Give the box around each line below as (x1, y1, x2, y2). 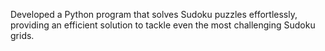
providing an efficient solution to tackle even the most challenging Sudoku (10, 19, 316, 31)
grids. (10, 30, 35, 41)
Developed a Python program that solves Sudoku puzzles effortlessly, (10, 9, 298, 20)
